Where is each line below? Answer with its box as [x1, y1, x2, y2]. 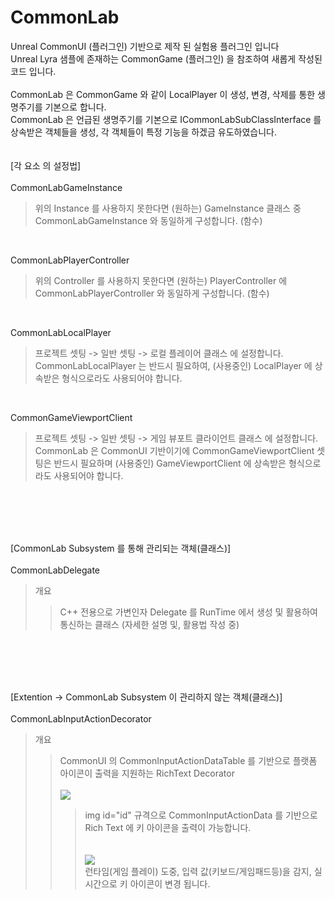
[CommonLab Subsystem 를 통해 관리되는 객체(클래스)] [10, 542, 232, 554]
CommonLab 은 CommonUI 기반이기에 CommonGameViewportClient [34, 444, 315, 456]
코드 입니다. [10, 65, 57, 77]
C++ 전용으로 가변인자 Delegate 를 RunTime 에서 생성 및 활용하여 [59, 606, 318, 618]
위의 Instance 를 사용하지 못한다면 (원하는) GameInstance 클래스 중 [34, 202, 302, 214]
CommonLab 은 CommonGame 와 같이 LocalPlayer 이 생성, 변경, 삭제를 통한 [10, 88, 316, 100]
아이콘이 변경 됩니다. [129, 877, 211, 890]
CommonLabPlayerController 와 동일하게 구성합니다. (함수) [34, 287, 270, 299]
